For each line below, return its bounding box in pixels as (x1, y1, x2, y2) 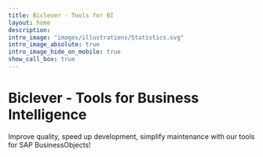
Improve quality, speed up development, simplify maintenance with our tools (8, 131, 255, 141)
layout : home (8, 19, 51, 27)
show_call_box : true (8, 56, 76, 64)
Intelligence (8, 106, 87, 124)
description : (8, 26, 51, 34)
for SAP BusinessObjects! (8, 140, 92, 149)
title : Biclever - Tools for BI (8, 11, 114, 20)
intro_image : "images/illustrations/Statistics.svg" (8, 33, 184, 42)
